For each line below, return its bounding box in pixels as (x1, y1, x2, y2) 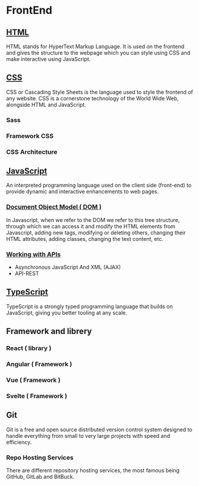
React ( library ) (6, 344, 52, 352)
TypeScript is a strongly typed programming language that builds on (6, 303, 173, 310)
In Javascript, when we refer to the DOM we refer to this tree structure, (6, 216, 180, 223)
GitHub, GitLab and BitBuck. (6, 473, 75, 480)
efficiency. (6, 439, 32, 446)
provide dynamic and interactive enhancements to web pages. (6, 188, 159, 195)
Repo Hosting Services (6, 453, 74, 462)
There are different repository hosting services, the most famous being (6, 466, 180, 474)
